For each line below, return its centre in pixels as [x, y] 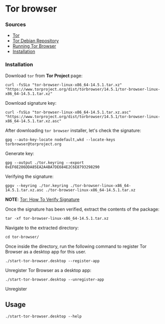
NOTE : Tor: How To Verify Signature [42, 199]
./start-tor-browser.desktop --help [43, 316]
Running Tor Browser [34, 46]
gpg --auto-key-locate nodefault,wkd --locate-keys [60, 140]
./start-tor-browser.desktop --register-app [52, 261]
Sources [16, 25]
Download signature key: [31, 103]
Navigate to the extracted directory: [42, 228]
